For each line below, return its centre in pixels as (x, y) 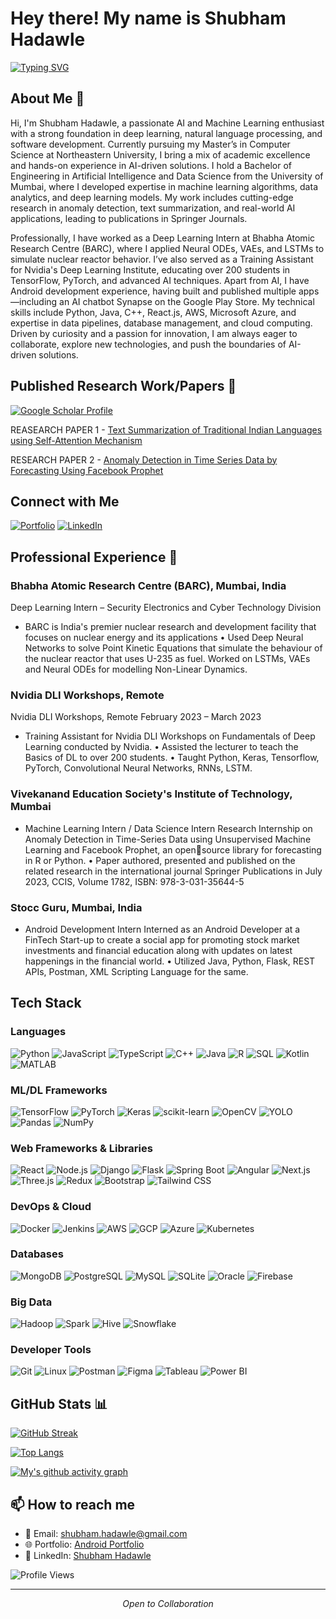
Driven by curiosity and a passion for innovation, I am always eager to (154, 333)
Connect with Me (65, 501)
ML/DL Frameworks (59, 1090)
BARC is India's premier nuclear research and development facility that (170, 627)
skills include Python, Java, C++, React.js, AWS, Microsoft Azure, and (153, 312)
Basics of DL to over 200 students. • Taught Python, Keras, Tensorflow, (172, 758)
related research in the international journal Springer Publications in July (173, 871)
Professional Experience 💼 (94, 557)
